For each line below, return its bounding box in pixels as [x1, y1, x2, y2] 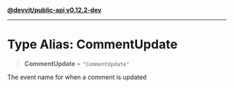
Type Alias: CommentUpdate [7, 37, 178, 53]
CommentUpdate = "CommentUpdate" [24, 59, 130, 68]
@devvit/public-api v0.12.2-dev [7, 6, 102, 14]
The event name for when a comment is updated [7, 73, 147, 81]
